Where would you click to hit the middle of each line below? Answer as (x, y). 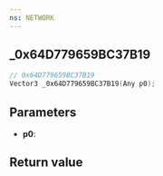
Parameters (43, 112)
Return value (46, 163)
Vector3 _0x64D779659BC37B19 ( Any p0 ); (82, 84)
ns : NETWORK (32, 18)
